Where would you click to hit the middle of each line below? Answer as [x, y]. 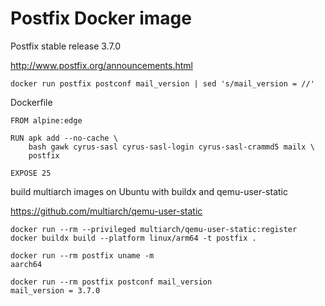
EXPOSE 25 [31, 173]
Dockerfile [31, 102]
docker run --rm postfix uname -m [82, 255]
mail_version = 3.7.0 [55, 290]
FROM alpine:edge [46, 120]
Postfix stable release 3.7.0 [66, 46]
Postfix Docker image [101, 18]
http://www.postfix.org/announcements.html [101, 65]
